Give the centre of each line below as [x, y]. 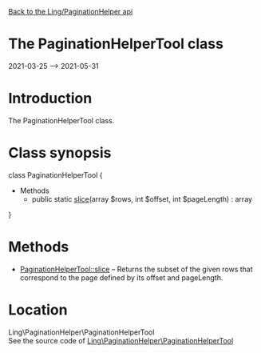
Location [38, 309]
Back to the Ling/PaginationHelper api [71, 12]
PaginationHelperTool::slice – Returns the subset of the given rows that [136, 269]
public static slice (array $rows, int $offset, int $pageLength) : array [142, 199]
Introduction [50, 98]
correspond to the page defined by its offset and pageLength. [121, 277]
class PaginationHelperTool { [55, 174]
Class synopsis [60, 153]
